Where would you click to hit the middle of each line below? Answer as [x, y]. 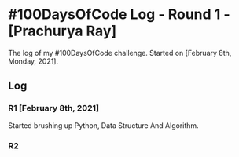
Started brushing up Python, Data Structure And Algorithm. [103, 125]
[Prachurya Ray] [63, 31]
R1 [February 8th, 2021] [54, 108]
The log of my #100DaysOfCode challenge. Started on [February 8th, [120, 53]
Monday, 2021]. [33, 61]
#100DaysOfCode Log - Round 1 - [119, 15]
